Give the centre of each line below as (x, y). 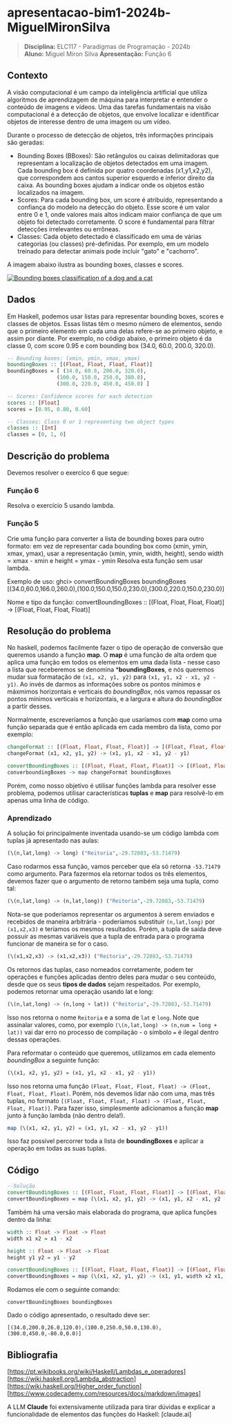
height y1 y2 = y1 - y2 (41, 1257)
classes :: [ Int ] (32, 428)
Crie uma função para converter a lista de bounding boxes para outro (106, 538)
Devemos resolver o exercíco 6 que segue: (68, 472)
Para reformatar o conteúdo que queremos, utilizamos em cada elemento (112, 1053)
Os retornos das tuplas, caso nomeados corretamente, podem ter (100, 969)
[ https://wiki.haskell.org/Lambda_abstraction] (72, 1379)
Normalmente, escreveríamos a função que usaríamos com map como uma (115, 720)
